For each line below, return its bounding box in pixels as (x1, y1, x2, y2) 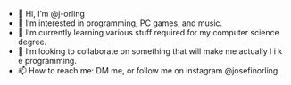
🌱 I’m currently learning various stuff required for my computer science (17, 27, 279, 37)
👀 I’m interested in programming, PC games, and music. (17, 18, 223, 28)
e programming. (17, 56, 78, 66)
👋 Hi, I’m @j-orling (17, 9, 85, 19)
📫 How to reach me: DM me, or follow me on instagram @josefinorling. (17, 66, 281, 75)
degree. (17, 36, 47, 47)
